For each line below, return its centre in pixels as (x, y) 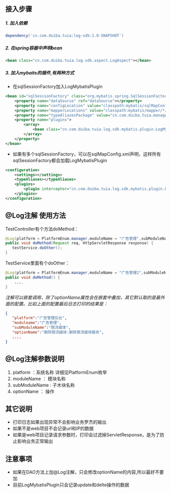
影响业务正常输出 (35, 441)
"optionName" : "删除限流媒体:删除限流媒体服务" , (58, 332)
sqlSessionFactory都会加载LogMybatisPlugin (60, 160)
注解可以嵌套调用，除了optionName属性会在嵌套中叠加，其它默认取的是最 (83, 297)
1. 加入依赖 (17, 23)
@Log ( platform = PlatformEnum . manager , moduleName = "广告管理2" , (75, 273)
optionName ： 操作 (34, 391)
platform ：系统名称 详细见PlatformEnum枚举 (60, 372)
